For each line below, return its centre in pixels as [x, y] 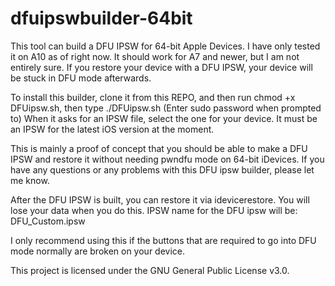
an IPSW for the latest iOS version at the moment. [112, 129]
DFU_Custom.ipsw [48, 221]
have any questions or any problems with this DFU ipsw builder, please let [162, 169]
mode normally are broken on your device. [98, 251]
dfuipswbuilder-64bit [101, 18]
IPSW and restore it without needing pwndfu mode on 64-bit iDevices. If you [167, 159]
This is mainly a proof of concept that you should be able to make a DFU [159, 148]
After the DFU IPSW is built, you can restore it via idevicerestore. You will [160, 199]
